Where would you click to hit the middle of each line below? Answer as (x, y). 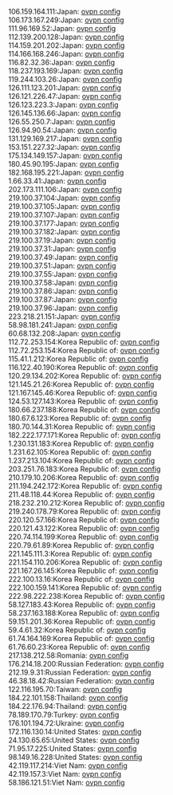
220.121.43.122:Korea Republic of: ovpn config (84, 528)
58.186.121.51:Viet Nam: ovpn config (67, 782)
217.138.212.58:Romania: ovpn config (69, 655)
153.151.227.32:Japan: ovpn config (65, 147)
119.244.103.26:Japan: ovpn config (65, 79)
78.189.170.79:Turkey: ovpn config (64, 714)
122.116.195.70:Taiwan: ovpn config (65, 689)
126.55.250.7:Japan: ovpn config (62, 122)
